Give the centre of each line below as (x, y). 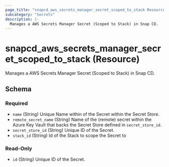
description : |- (22, 19)
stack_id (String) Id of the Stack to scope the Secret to (69, 135)
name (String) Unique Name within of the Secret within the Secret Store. (86, 114)
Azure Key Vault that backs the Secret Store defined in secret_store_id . (87, 125)
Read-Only (19, 148)
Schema (18, 89)
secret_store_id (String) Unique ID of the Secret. (63, 130)
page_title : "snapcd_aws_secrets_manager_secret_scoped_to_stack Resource (85, 10)
